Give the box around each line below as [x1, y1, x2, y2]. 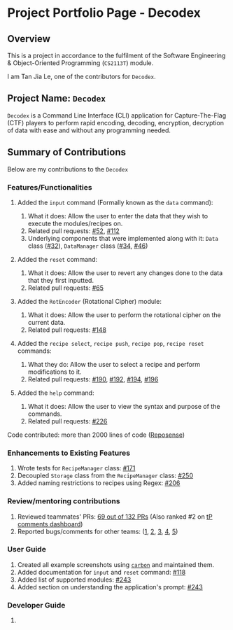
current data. [27, 318, 66, 326]
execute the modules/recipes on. [27, 219, 123, 227]
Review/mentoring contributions [7, 496, 120, 506]
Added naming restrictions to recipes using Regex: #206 [17, 479, 181, 487]
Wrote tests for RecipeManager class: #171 [17, 464, 136, 472]
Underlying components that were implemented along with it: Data [27, 234, 219, 242]
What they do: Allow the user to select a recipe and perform [27, 360, 201, 368]
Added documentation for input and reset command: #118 [17, 568, 186, 576]
